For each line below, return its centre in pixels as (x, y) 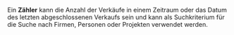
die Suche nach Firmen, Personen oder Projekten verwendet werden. (107, 24)
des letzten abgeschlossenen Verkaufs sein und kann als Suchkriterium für (116, 17)
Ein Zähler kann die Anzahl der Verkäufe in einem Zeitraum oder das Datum (117, 10)
